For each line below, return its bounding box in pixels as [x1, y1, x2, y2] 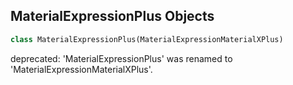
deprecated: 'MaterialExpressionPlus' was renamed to [10, 52, 233, 64]
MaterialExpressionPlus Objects [10, 8, 215, 25]
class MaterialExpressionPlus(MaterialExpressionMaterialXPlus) [10, 34, 284, 44]
